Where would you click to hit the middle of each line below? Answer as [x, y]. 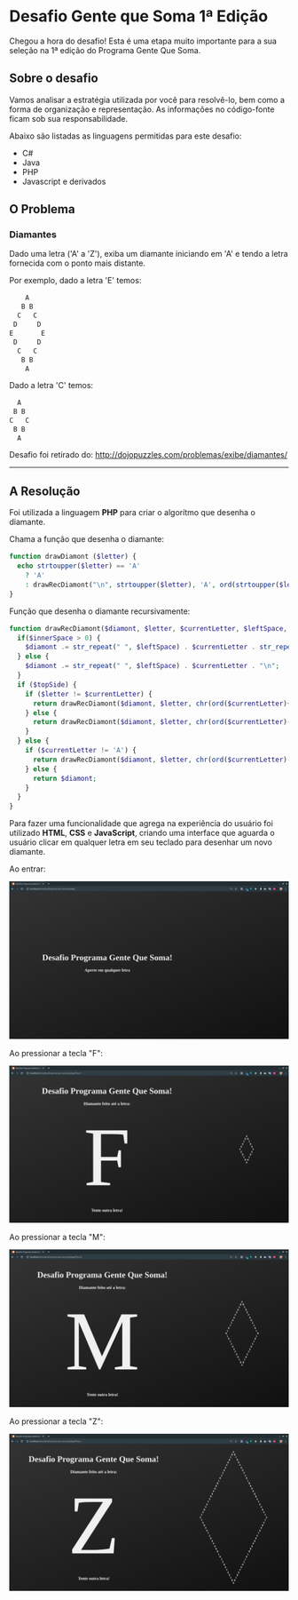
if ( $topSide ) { [47, 685]
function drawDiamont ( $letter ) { [73, 557]
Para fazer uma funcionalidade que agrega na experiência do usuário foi [141, 824]
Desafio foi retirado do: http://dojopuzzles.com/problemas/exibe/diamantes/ [149, 455]
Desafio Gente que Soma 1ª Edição [139, 16]
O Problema [42, 209]
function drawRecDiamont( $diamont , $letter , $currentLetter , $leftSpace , [149, 628]
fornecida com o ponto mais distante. [78, 263]
